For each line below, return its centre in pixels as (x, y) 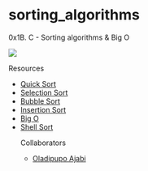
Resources (26, 68)
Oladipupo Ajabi (59, 158)
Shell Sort (37, 126)
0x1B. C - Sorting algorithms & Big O (69, 37)
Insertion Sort (43, 109)
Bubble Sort (40, 101)
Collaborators (43, 143)
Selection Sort (44, 92)
